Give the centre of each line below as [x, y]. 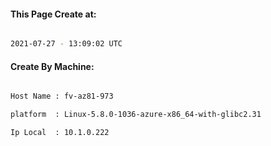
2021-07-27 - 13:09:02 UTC [66, 44]
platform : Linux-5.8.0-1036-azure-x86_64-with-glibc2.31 [136, 115]
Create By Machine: [52, 66]
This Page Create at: [53, 14]
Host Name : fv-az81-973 [62, 96]
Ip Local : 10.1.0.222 [60, 133]
